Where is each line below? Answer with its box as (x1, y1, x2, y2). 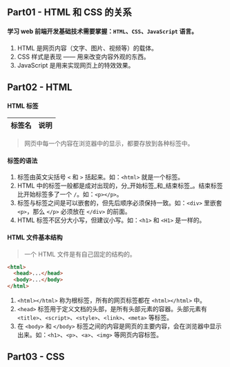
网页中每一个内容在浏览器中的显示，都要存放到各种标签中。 (23, 139, 194, 148)
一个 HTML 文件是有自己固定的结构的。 (23, 250, 136, 258)
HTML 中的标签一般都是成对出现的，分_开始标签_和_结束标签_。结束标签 (17, 181, 223, 190)
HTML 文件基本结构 (7, 233, 64, 241)
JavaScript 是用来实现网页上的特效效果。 (17, 61, 135, 69)
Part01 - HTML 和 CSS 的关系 (7, 6, 133, 19)
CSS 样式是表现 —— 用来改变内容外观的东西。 (17, 52, 150, 61)
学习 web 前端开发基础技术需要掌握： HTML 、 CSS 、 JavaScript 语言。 (7, 27, 198, 35)
